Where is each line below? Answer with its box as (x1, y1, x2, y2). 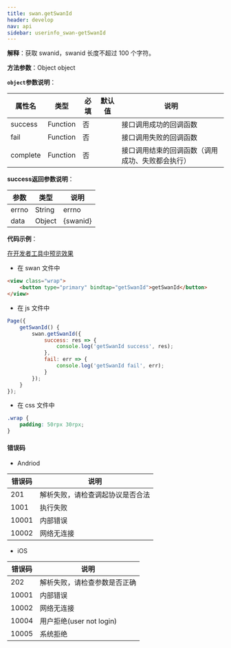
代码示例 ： (7, 235, 38, 243)
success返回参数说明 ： (7, 175, 74, 183)
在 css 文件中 (16, 401, 55, 409)
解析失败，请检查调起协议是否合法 (39, 490, 150, 499)
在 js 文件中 (16, 303, 50, 312)
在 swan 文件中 (16, 264, 60, 272)
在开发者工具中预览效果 (7, 249, 74, 258)
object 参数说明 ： (7, 78, 56, 87)
